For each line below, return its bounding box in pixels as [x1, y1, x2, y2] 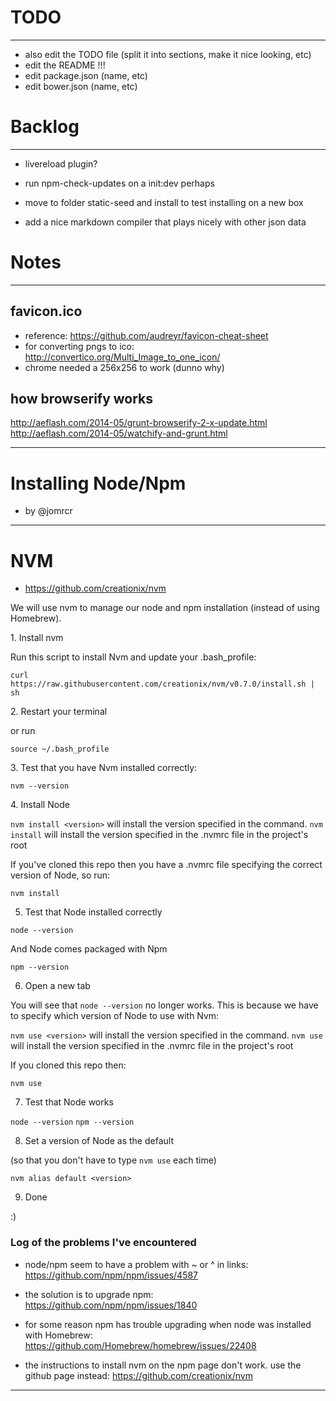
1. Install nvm [10, 632, 64, 644]
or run [10, 725, 36, 737]
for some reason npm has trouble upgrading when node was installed [24, 1318, 312, 1330]
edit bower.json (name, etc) [24, 80, 138, 92]
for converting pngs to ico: [24, 340, 135, 352]
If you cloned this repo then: [10, 1059, 127, 1071]
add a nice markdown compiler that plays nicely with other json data [24, 216, 307, 228]
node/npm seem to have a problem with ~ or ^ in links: [24, 1258, 249, 1270]
